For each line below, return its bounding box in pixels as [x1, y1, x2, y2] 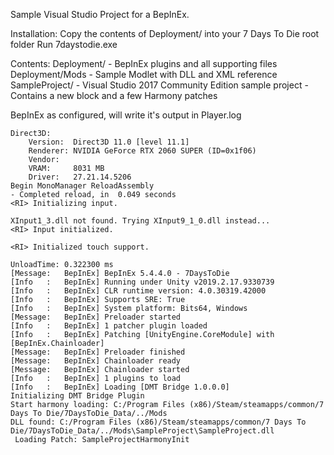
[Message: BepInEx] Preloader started [10, 312, 182, 322]
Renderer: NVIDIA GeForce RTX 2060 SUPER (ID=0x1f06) [28, 146, 257, 156]
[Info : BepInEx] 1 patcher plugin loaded [10, 321, 208, 331]
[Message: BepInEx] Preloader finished [10, 347, 186, 357]
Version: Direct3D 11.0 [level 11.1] [28, 137, 190, 147]
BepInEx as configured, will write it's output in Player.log [10, 109, 242, 121]
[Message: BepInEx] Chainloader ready [10, 356, 182, 366]
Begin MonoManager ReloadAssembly [10, 181, 155, 191]
